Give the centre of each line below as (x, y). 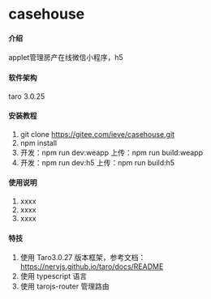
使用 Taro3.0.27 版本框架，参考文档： (83, 258)
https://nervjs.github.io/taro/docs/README (92, 267)
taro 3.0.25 (27, 96)
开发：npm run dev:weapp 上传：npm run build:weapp (111, 152)
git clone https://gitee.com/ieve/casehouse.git (97, 134)
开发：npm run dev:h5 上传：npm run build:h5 (97, 162)
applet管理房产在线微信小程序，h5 (66, 58)
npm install (39, 143)
